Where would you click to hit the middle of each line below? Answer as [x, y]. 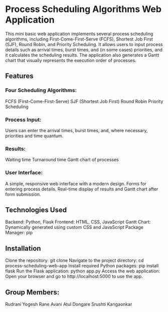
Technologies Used [36, 210]
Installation [23, 248]
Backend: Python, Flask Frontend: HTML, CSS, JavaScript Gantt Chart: [78, 222]
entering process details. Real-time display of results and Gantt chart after [82, 189]
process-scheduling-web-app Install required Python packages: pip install [82, 266]
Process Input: [23, 120]
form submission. [23, 194]
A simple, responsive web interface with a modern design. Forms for [76, 183]
